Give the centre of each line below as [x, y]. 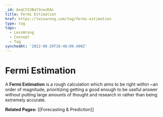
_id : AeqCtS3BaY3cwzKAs [30, 10]
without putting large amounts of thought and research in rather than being [81, 94]
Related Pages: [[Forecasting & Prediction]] [49, 109]
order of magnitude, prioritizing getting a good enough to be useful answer [81, 89]
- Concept [20, 37]
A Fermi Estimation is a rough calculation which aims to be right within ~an [81, 84]
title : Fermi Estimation [31, 14]
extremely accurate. [25, 100]
